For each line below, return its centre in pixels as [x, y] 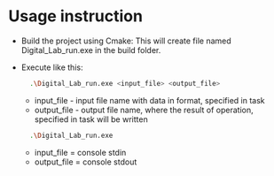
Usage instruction [76, 16]
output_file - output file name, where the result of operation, [144, 110]
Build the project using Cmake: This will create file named [126, 41]
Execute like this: [52, 67]
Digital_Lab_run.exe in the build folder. [91, 50]
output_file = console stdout [86, 162]
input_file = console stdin [80, 152]
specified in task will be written [91, 119]
